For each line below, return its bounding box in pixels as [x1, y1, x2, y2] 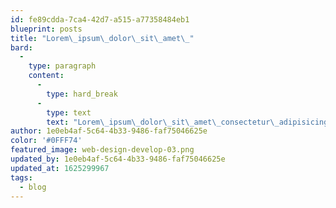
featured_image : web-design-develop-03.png [10, 145, 195, 155]
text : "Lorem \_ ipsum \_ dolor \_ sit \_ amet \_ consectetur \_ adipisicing [46, 117, 329, 127]
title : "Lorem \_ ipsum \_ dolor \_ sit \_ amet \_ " [10, 33, 195, 43]
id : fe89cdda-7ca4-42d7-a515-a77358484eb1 [10, 14, 190, 25]
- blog [19, 182, 47, 192]
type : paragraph [28, 61, 97, 71]
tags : [10, 172, 33, 183]
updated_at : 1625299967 [10, 163, 110, 173]
